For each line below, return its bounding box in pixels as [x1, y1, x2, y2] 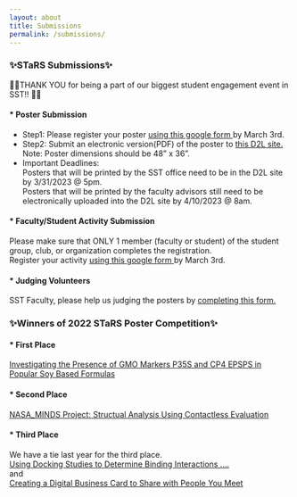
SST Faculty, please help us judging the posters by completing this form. [9, 295, 276, 306]
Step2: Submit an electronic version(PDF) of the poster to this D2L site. [21, 138, 284, 149]
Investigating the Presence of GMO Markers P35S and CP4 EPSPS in [9, 359, 262, 370]
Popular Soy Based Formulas [9, 369, 116, 379]
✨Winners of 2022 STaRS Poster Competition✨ [9, 318, 219, 330]
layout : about [9, 12, 62, 22]
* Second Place [9, 389, 68, 400]
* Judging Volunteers [9, 275, 91, 286]
